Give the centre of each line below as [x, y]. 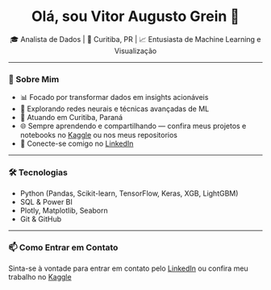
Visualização [135, 51]
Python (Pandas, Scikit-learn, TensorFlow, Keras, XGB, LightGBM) [129, 193]
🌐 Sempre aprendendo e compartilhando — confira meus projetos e [133, 126]
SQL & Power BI [46, 201]
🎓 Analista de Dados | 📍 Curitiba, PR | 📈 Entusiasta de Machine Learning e [135, 39]
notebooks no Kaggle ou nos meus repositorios [98, 135]
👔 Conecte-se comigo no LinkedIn [77, 143]
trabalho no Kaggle [40, 276]
